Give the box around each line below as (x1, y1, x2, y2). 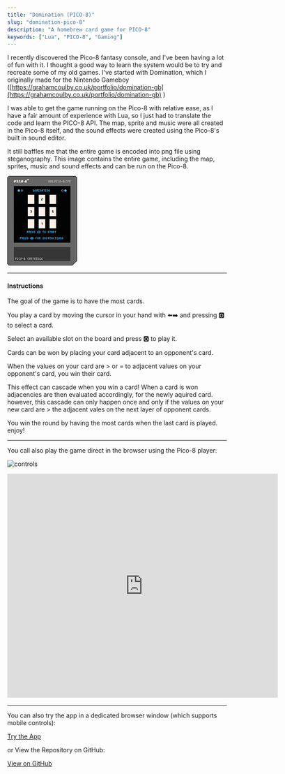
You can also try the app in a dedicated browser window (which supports (7, 711, 217, 720)
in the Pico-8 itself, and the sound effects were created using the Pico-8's (7, 126, 219, 135)
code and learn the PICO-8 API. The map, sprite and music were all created (7, 119, 224, 127)
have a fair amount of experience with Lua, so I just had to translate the (7, 112, 211, 120)
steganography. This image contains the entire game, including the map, (7, 154, 215, 163)
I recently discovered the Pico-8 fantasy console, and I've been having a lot (7, 53, 224, 62)
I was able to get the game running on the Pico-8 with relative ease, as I (7, 104, 214, 112)
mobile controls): (7, 719, 56, 727)
